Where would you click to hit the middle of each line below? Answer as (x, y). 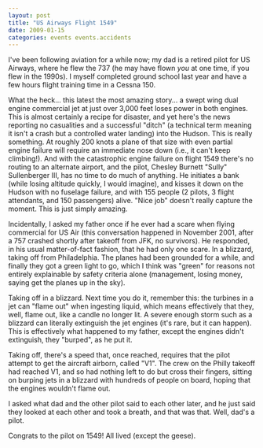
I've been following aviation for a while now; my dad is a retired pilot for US (129, 60)
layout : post (29, 15)
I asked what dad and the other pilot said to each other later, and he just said (132, 404)
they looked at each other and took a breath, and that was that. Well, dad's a (131, 412)
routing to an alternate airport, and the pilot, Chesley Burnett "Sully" (118, 167)
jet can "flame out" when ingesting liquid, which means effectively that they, (131, 306)
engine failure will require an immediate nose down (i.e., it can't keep (119, 150)
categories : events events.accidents (70, 37)
